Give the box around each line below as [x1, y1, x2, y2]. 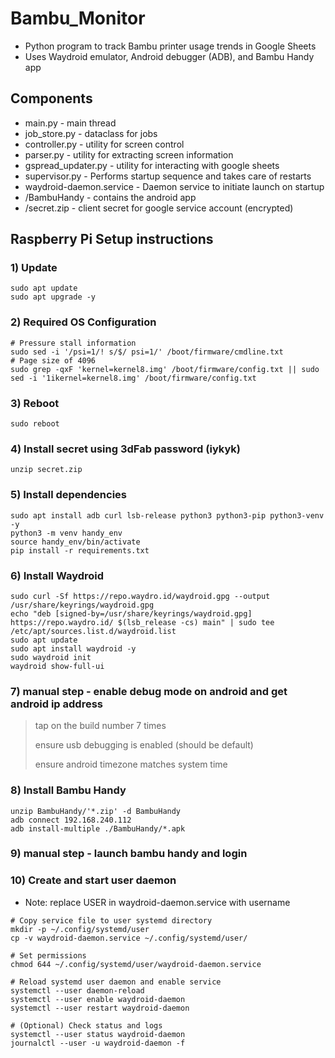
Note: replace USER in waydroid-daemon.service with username [24, 896, 291, 908]
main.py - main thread [24, 117, 117, 129]
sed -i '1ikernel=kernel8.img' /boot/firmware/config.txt [10, 373, 257, 383]
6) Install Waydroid [10, 568, 105, 582]
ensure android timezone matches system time [34, 758, 228, 771]
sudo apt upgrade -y [10, 292, 97, 302]
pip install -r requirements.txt [10, 545, 150, 556]
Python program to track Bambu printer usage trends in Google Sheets [24, 40, 317, 52]
